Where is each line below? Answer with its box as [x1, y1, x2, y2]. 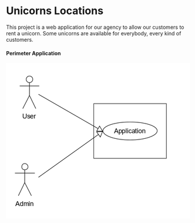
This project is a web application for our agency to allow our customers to [6, 24, 184, 31]
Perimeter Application [6, 49, 61, 56]
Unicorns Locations [6, 4, 104, 18]
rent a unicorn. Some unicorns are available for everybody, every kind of [6, 29, 181, 36]
